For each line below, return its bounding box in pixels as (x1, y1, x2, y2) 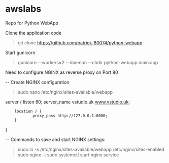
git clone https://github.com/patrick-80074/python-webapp (17, 39, 143, 46)
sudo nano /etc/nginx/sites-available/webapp (17, 89, 113, 95)
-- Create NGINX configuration (5, 79, 70, 85)
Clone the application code (5, 30, 62, 36)
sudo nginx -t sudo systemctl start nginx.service (17, 151, 119, 158)
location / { (14, 108, 42, 114)
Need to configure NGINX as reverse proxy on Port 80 (5, 69, 118, 75)
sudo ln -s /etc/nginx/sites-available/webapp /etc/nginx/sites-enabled (17, 146, 165, 152)
